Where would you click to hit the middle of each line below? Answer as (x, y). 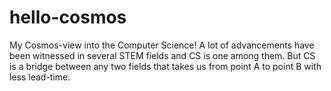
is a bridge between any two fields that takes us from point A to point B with (165, 66)
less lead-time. (40, 77)
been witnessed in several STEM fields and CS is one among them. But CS (162, 55)
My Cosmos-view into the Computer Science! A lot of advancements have (162, 45)
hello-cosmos (68, 17)
